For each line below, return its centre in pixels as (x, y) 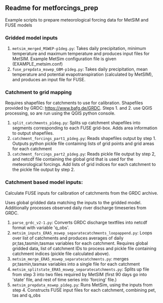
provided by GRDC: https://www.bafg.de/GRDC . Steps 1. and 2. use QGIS (79, 108)
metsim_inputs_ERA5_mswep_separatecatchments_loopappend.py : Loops (82, 233)
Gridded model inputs (31, 38)
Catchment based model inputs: (44, 182)
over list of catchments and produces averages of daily (68, 238)
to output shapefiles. (33, 133)
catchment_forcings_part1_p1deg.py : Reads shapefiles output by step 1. (84, 139)
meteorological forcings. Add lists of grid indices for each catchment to (84, 164)
